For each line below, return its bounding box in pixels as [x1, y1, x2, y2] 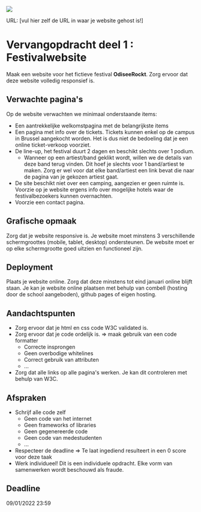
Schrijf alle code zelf [14, 409, 66, 416]
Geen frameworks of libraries [23, 421, 97, 428]
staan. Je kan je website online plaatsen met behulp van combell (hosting [6, 284, 188, 291]
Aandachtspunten [6, 308, 76, 318]
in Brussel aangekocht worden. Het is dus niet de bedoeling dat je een [14, 135, 188, 142]
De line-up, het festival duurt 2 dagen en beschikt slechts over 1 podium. [14, 147, 195, 154]
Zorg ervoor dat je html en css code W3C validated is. [14, 325, 149, 332]
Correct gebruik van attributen [23, 356, 99, 364]
